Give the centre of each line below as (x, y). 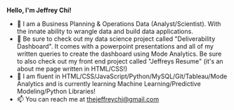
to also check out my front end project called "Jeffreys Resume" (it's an (120, 61)
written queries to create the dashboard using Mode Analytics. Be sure (119, 54)
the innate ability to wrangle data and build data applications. (105, 31)
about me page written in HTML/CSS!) (72, 69)
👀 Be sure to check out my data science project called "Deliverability (116, 39)
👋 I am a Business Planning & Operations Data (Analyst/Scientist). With (119, 24)
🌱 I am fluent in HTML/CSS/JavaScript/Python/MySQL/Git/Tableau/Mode (122, 76)
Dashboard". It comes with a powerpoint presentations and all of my (115, 46)
